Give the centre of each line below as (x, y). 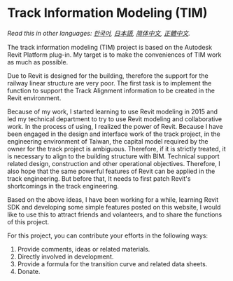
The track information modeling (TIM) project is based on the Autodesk (110, 47)
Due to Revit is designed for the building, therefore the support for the (108, 76)
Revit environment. (34, 98)
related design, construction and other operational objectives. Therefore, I (114, 163)
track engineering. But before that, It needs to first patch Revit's (99, 178)
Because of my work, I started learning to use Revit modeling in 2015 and (113, 111)
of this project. (28, 221)
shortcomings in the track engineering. (63, 186)
